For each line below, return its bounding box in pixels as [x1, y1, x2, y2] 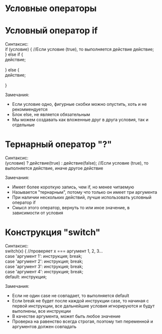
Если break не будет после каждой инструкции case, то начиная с [12, 298, 149, 303]
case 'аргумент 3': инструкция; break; [5, 264, 84, 269]
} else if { [5, 51, 23, 57]
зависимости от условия [12, 210, 64, 216]
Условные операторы [5, 3, 97, 14]
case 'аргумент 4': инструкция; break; [5, 269, 84, 274]
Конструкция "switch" [5, 227, 101, 238]
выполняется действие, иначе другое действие [5, 166, 103, 171]
